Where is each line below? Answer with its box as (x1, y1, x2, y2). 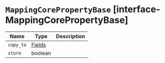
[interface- (113, 4, 160, 15)
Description (56, 33, 86, 40)
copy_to (8, 42, 27, 48)
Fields (31, 41, 46, 48)
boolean (31, 49, 51, 56)
